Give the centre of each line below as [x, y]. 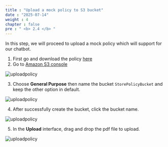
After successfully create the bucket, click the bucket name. [76, 109]
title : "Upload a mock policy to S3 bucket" [54, 10]
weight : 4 [17, 19]
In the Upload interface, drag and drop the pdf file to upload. [76, 129]
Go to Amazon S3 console [40, 64]
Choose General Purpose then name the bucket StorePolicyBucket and [88, 84]
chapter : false [22, 24]
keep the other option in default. [46, 89]
